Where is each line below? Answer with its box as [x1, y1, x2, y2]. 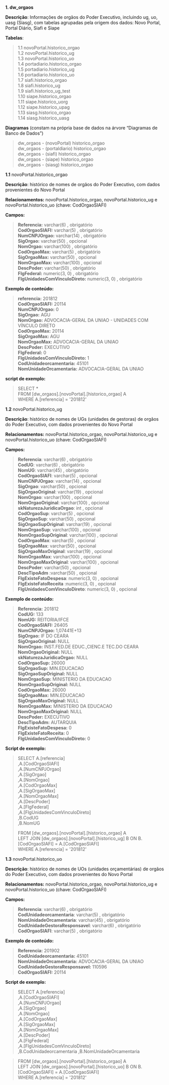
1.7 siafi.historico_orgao [17, 77, 67, 83]
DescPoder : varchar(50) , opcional [17, 565, 91, 570]
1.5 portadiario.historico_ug [17, 66, 75, 72]
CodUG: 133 [17, 611, 44, 617]
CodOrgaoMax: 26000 [17, 687, 66, 693]
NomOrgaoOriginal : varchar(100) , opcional [17, 500, 110, 506]
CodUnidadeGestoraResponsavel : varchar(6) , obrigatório [17, 923, 141, 928]
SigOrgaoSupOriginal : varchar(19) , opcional [17, 521, 112, 527]
